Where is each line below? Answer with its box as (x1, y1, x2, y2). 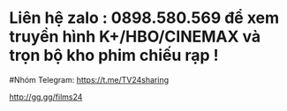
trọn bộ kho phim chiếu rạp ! (9, 46, 219, 65)
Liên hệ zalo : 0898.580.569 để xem (9, 8, 280, 28)
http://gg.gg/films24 (9, 92, 83, 102)
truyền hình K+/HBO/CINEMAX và (9, 26, 261, 47)
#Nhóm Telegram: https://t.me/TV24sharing (9, 74, 170, 85)
